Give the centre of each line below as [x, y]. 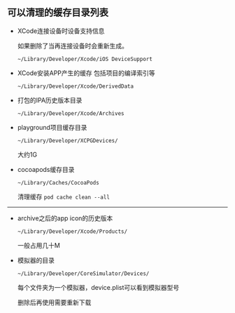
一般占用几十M [39, 245]
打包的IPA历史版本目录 [50, 100]
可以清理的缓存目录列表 [58, 13]
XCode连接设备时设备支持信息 [61, 31]
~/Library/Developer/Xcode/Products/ [72, 231]
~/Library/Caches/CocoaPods [58, 182]
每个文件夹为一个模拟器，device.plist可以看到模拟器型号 [98, 287]
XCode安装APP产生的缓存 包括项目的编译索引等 [86, 73]
